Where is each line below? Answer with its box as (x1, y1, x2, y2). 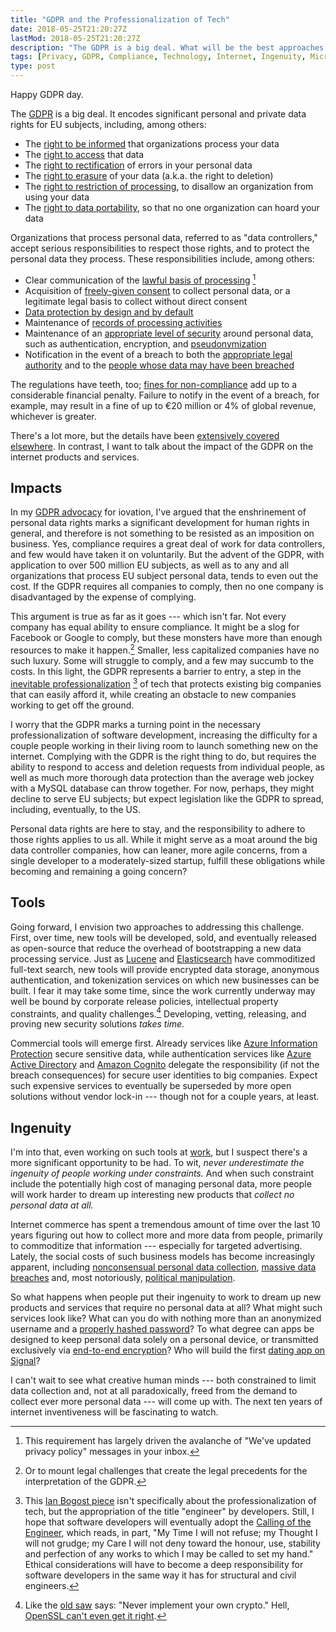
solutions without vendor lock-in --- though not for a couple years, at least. (10, 1091, 320, 1103)
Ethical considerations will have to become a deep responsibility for (24, 1559, 304, 1571)
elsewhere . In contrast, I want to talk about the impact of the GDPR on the (10, 440, 314, 452)
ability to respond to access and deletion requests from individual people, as (10, 761, 325, 773)
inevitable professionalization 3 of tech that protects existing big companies (10, 676, 322, 690)
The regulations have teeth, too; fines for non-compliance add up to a (10, 378, 298, 390)
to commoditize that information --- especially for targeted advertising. (10, 1240, 303, 1252)
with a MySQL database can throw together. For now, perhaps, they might (10, 782, 315, 794)
